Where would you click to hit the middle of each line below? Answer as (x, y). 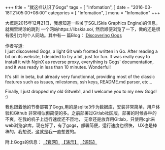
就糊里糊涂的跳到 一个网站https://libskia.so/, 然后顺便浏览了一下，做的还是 (81, 29)
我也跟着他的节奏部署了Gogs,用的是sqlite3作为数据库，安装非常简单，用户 (81, 107)
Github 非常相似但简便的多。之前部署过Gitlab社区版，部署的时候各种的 (85, 113)
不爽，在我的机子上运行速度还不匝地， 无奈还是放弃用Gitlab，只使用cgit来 (80, 119)
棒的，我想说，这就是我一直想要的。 (42, 131)
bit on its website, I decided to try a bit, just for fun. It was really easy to (78, 56)
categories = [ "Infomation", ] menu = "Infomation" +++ (104, 13)
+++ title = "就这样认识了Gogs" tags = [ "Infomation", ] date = (67, 7)
